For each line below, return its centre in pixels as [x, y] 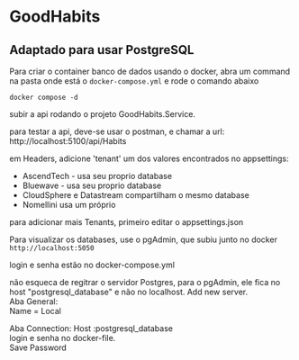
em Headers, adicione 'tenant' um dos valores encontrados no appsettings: [149, 158]
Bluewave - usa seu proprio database [92, 185]
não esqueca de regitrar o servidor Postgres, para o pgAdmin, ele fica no [145, 282]
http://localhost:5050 [52, 248]
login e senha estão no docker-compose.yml [92, 265]
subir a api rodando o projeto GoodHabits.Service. [103, 114]
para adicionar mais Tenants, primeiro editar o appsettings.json [127, 222]
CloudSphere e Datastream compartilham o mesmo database [136, 195]
